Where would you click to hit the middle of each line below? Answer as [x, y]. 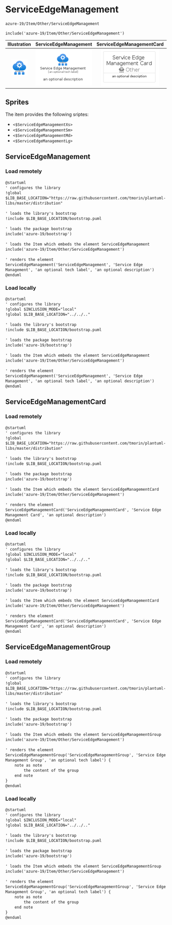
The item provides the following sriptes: [47, 114]
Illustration [19, 44]
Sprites [17, 102]
